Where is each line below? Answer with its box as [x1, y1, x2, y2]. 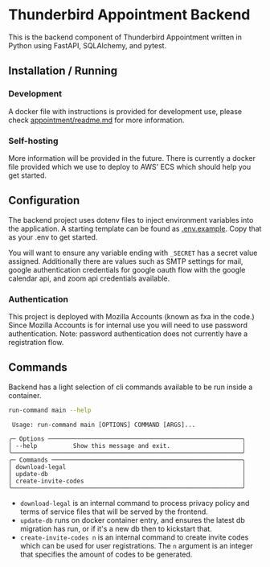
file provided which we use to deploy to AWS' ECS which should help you [8, 162, 252, 171]
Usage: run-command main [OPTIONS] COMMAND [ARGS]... [11, 421, 196, 429]
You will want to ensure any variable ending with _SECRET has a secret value [8, 248, 258, 257]
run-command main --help [8, 406, 92, 414]
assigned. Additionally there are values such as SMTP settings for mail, [8, 256, 243, 266]
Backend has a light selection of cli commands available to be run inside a [8, 382, 253, 392]
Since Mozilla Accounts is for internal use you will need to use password [8, 320, 247, 331]
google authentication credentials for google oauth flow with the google [8, 265, 246, 274]
